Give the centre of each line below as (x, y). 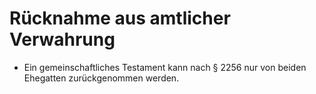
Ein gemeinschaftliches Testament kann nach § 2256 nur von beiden (165, 67)
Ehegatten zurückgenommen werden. (101, 78)
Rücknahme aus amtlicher (120, 18)
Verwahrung (62, 39)
